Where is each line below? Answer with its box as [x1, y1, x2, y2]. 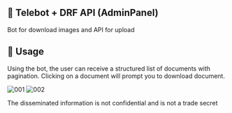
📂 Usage [7, 46, 44, 58]
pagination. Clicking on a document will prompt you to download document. [7, 71, 226, 80]
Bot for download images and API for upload [7, 25, 135, 33]
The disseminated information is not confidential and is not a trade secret [7, 98, 218, 107]
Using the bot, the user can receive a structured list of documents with [7, 64, 211, 73]
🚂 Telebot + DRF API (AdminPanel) [7, 7, 159, 19]
